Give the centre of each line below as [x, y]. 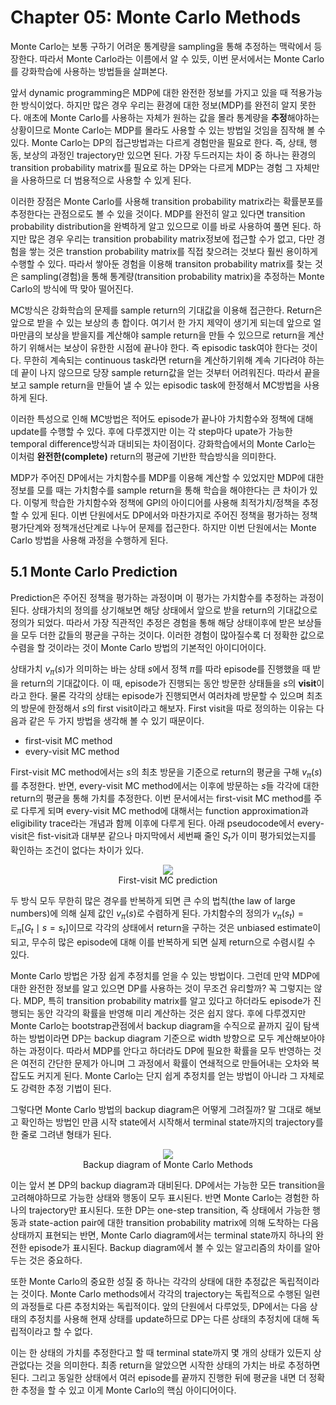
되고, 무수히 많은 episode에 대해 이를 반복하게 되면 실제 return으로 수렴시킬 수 [163, 942]
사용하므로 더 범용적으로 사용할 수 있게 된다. [106, 180]
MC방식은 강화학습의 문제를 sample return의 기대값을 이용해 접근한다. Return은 [166, 310]
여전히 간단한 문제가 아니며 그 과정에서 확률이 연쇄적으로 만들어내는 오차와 [165, 1063]
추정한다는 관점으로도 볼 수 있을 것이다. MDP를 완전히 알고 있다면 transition [158, 213]
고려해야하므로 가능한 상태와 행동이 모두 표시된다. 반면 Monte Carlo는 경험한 [160, 1197]
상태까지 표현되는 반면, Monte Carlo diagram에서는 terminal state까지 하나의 [162, 1235]
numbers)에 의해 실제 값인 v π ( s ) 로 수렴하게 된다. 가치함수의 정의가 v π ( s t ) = [157, 914]
